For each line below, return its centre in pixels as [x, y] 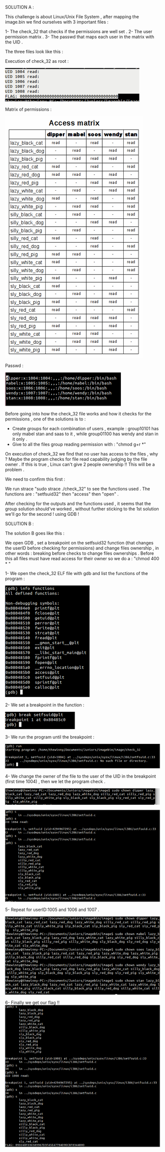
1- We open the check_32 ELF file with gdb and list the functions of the [77, 573]
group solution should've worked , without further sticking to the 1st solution [82, 509]
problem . [15, 470]
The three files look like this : [34, 52]
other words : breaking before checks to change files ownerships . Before [80, 553]
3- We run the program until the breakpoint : [50, 737]
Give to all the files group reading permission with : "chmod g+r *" [79, 444]
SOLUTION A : [20, 7]
